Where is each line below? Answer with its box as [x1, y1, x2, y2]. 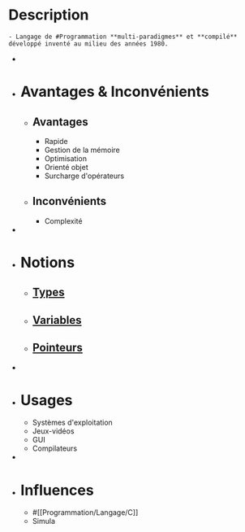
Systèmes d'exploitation [32, 417, 114, 428]
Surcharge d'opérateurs [44, 171, 124, 181]
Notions [19, 253, 75, 272]
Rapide [44, 136, 68, 146]
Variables [32, 313, 82, 327]
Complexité [44, 216, 83, 225]
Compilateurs [32, 443, 78, 453]
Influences [19, 481, 95, 499]
